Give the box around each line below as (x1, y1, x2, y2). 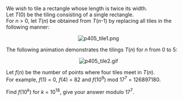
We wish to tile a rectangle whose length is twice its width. (6, 5, 148, 12)
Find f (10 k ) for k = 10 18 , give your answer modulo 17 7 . (6, 87, 135, 95)
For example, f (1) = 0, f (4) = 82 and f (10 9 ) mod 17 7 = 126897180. (6, 75, 161, 83)
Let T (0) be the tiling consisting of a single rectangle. (6, 11, 134, 18)
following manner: (6, 23, 50, 30)
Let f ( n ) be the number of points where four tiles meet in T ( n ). (6, 69, 155, 75)
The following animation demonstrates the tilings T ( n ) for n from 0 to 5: (6, 46, 178, 53)
